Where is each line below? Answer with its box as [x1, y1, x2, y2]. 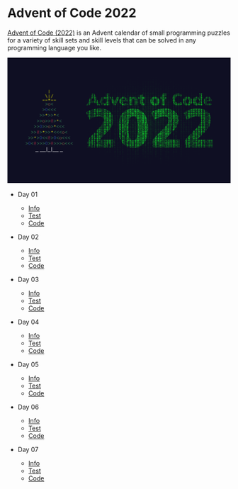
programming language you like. [7, 43, 101, 52]
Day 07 [17, 445, 39, 454]
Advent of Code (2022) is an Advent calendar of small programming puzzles [7, 28, 230, 37]
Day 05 [17, 360, 39, 369]
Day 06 [17, 403, 39, 412]
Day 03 [17, 275, 39, 284]
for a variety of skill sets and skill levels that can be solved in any [7, 35, 197, 44]
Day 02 [17, 232, 39, 242]
